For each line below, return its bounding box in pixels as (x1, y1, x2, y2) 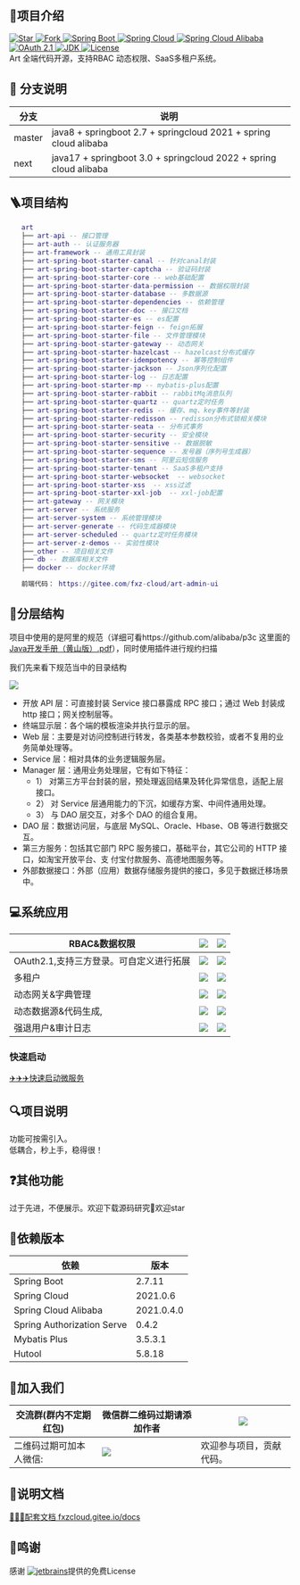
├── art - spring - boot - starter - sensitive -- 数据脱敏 (21, 439, 212, 448)
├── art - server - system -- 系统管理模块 (21, 514, 162, 523)
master (13, 131, 43, 144)
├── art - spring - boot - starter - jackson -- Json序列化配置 (21, 364, 227, 373)
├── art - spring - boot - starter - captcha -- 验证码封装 (21, 264, 212, 274)
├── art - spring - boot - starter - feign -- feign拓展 (21, 322, 204, 332)
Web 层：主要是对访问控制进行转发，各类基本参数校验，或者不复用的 (21, 731, 277, 742)
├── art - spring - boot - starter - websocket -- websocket (21, 472, 226, 481)
